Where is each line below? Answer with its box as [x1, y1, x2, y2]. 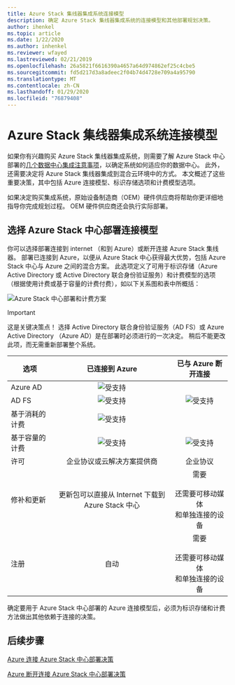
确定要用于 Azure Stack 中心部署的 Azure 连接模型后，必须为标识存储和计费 [7, 604, 226, 612]
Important [7, 308, 36, 316]
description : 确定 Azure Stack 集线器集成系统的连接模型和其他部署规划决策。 [7, 17, 214, 24]
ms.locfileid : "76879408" [7, 95, 83, 102]
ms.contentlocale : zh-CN [7, 82, 80, 89]
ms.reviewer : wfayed [7, 50, 68, 57]
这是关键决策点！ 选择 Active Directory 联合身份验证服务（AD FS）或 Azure [7, 323, 225, 331]
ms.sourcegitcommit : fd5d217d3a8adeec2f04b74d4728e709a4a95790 [7, 69, 196, 76]
